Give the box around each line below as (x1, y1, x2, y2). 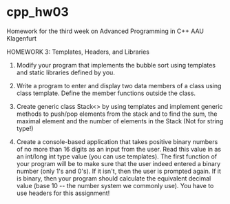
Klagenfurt (6, 34, 37, 42)
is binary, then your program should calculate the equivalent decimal (16, 174, 211, 183)
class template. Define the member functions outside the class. (16, 89, 196, 97)
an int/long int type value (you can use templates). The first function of (16, 152, 218, 161)
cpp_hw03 (6, 4, 70, 20)
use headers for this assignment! (16, 189, 110, 197)
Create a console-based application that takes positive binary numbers (16, 137, 218, 145)
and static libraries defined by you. (16, 68, 115, 76)
